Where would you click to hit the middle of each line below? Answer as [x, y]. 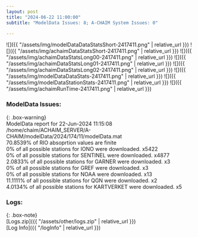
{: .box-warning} [26, 117]
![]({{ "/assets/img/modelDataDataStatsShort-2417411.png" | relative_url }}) [98, 45]
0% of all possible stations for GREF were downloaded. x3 [77, 168]
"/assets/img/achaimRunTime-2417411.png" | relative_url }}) [79, 89]
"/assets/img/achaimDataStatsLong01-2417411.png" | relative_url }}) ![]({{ [96, 64]
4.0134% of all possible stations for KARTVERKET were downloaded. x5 [94, 187]
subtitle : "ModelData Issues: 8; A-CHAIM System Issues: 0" [82, 23]
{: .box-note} [22, 215]
